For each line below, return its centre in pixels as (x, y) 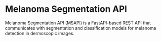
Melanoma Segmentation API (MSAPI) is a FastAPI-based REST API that (78, 23)
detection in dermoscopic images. (40, 33)
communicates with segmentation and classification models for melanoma (81, 28)
